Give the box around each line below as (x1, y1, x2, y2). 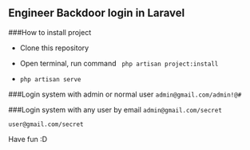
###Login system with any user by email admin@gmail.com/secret (8, 105, 222, 114)
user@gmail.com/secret (8, 120, 84, 128)
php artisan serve (19, 75, 81, 83)
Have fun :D (8, 134, 48, 144)
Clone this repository (19, 43, 89, 53)
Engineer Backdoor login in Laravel (8, 6, 185, 20)
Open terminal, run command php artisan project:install (19, 58, 219, 68)
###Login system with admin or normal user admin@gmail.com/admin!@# (8, 89, 242, 99)
